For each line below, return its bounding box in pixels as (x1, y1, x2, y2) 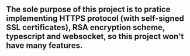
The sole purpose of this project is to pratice (6, 5, 171, 14)
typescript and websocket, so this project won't (6, 32, 184, 42)
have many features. (6, 40, 83, 51)
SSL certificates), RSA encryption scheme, (6, 23, 165, 32)
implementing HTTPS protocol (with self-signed (6, 14, 184, 24)
